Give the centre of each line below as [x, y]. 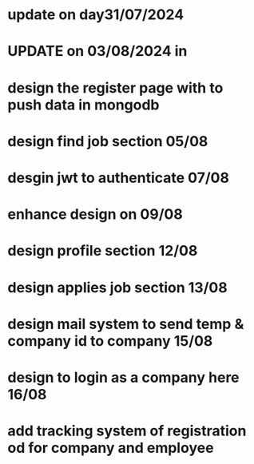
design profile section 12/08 [103, 251]
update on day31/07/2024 [96, 15]
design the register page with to [115, 87]
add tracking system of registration [127, 431]
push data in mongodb [83, 105]
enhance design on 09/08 [95, 214]
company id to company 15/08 [110, 341]
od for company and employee [111, 448]
